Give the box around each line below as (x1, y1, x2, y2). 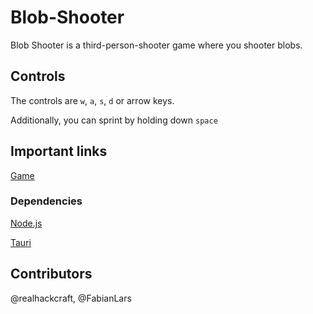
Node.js (10, 217, 43, 229)
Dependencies (10, 194, 83, 208)
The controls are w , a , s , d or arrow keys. (10, 94, 175, 106)
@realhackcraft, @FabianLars (10, 292, 132, 304)
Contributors (10, 266, 93, 283)
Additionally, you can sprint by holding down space (10, 114, 218, 126)
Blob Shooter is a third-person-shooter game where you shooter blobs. (10, 39, 303, 51)
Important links (10, 143, 108, 160)
